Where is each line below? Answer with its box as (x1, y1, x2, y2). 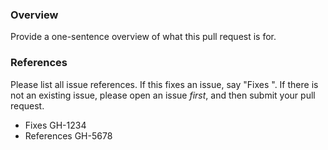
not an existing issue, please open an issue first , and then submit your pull (10, 89, 316, 101)
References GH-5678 (24, 129, 113, 142)
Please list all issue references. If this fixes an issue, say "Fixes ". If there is (10, 78, 319, 90)
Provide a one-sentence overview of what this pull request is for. (10, 31, 277, 43)
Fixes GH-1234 (24, 119, 87, 131)
